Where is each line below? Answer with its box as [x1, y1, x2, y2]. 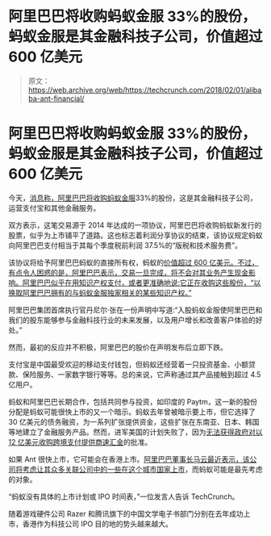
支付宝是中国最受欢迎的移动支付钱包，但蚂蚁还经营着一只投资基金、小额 [8, 359, 248, 369]
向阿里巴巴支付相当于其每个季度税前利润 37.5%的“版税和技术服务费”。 [8, 240, 242, 250]
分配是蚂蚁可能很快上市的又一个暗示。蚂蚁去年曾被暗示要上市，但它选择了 [8, 407, 256, 417]
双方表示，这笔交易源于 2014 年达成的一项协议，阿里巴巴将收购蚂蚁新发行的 [8, 220, 262, 230]
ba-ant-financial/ [27, 94, 85, 103]
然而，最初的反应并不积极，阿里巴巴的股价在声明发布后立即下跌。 [8, 342, 227, 352]
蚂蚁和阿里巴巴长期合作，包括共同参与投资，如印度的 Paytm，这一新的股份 [8, 396, 258, 406]
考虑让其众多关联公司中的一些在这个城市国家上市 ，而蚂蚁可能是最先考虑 [22, 464, 263, 474]
